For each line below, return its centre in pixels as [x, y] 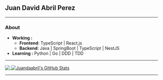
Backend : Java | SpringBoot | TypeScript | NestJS [69, 48]
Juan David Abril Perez [40, 8]
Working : [22, 38]
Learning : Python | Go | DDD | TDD [48, 53]
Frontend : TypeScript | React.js [51, 43]
